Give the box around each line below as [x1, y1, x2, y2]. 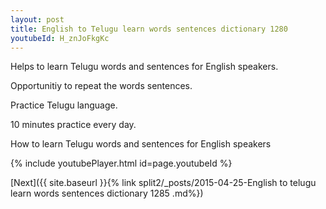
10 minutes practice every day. [10, 119, 137, 131]
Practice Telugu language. [10, 99, 118, 111]
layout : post [10, 14, 65, 25]
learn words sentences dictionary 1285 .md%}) [10, 187, 204, 200]
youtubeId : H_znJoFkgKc [10, 33, 110, 43]
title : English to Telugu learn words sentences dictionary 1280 [10, 24, 288, 34]
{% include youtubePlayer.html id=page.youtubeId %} [10, 157, 233, 170]
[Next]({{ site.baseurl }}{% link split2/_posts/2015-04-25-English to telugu [10, 177, 317, 189]
